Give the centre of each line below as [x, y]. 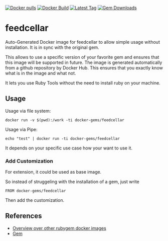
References [24, 216]
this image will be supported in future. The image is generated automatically [84, 62]
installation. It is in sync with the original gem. [52, 47]
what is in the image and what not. [41, 73]
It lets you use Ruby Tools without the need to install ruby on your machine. [83, 83]
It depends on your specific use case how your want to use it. [69, 148]
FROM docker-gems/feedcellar [36, 191]
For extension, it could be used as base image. [53, 172]
